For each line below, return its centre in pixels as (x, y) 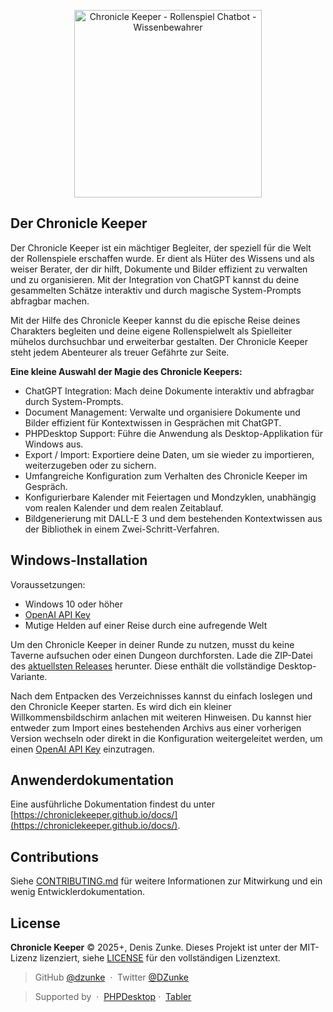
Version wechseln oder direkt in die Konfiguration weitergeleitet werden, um (166, 738)
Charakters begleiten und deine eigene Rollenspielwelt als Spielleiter (151, 331)
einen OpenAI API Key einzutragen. (82, 749)
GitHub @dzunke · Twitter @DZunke (112, 977)
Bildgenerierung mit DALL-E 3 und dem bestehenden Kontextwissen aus (173, 518)
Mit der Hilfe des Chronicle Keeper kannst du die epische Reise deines (155, 320)
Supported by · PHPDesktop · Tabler (113, 997)
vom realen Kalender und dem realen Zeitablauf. (124, 507)
